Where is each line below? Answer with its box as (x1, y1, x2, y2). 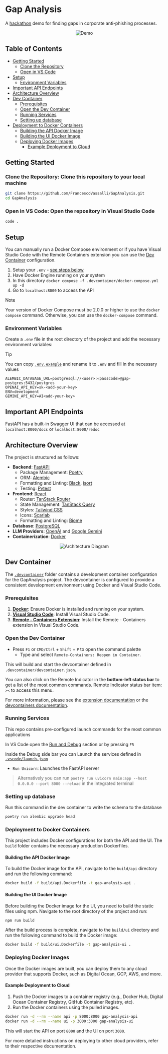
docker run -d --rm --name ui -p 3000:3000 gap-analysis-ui (5, 1019, 134, 1024)
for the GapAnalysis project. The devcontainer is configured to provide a (5, 576, 154, 582)
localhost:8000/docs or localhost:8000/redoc (5, 426, 100, 432)
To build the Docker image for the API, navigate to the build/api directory (5, 866, 157, 872)
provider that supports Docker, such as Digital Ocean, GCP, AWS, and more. (5, 971, 162, 977)
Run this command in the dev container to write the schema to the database (5, 805, 162, 811)
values (5, 366, 19, 372)
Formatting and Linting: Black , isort (20, 480, 93, 486)
